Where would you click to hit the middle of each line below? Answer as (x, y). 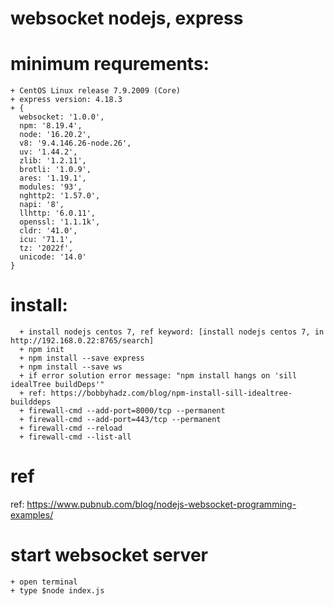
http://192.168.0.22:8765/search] (82, 341)
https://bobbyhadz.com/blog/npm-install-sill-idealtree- (171, 393)
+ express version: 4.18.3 (66, 100)
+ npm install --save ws (71, 367)
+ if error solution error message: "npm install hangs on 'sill (158, 376)
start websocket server (109, 555)
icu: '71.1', (46, 240)
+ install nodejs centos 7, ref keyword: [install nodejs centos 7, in (172, 332)
